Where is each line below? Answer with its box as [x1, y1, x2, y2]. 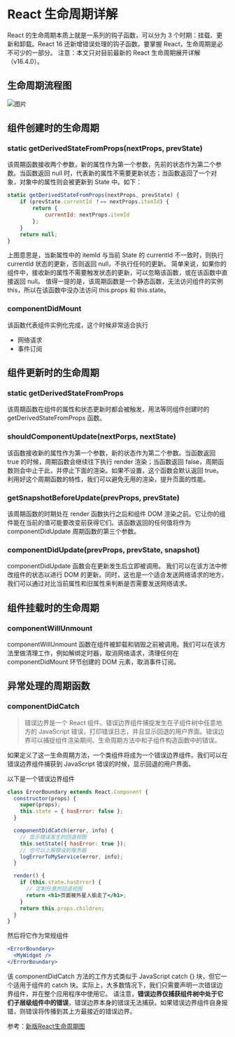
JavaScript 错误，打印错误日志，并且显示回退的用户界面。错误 [38, 727, 218, 736]
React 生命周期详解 [7, 6, 118, 22]
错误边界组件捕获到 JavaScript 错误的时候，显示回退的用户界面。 [7, 760, 195, 768]
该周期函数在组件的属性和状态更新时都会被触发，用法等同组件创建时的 [7, 405, 210, 413]
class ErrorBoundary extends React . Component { [7, 788, 149, 795]
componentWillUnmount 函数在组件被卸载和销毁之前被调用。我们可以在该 [7, 640, 220, 648]
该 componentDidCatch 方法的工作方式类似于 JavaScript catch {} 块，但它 [7, 972, 222, 980]
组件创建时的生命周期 [7, 122, 99, 134]
